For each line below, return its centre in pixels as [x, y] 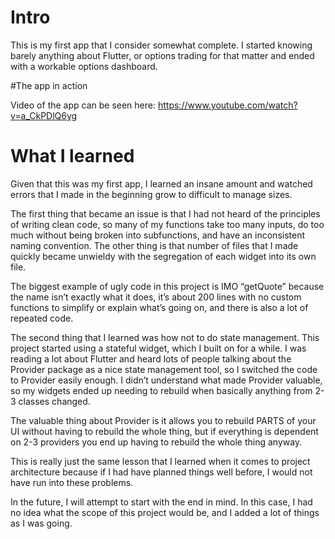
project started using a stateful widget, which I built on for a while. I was [158, 348]
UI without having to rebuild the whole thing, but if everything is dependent [164, 431]
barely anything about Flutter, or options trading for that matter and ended [162, 55]
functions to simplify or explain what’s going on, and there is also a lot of [159, 307]
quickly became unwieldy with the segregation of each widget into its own [163, 256]
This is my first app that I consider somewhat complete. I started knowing [161, 45]
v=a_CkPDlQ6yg [44, 115]
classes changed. [54, 401]
